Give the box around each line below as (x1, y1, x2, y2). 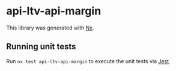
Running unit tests (6, 42, 76, 52)
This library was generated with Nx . (6, 24, 94, 31)
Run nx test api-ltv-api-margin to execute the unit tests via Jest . (6, 57, 171, 64)
